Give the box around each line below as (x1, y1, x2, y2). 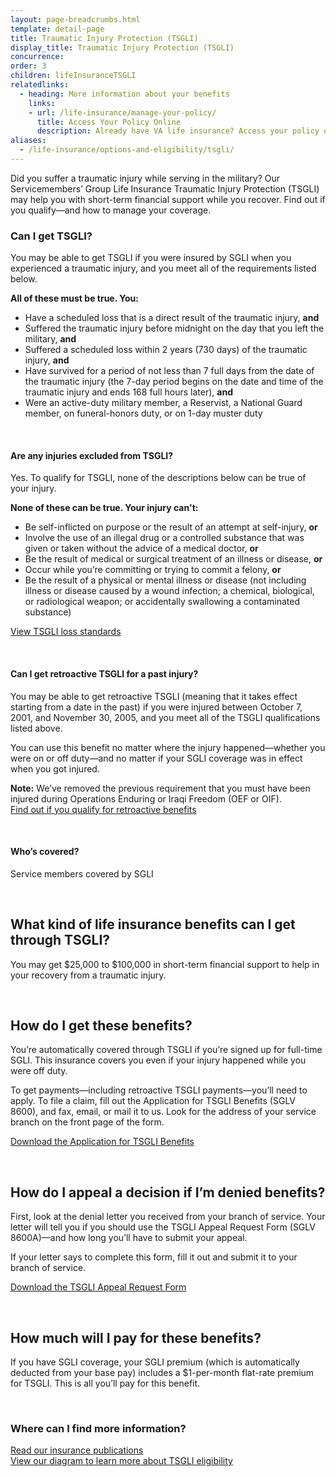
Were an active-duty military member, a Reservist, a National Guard (24, 397, 303, 409)
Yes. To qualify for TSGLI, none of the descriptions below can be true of (10, 472, 307, 484)
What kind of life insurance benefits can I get (10, 916, 296, 933)
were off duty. (10, 1065, 68, 1077)
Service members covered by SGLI (10, 867, 154, 880)
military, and (24, 333, 77, 345)
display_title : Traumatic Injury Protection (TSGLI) (10, 42, 235, 53)
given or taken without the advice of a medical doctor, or (24, 542, 259, 555)
